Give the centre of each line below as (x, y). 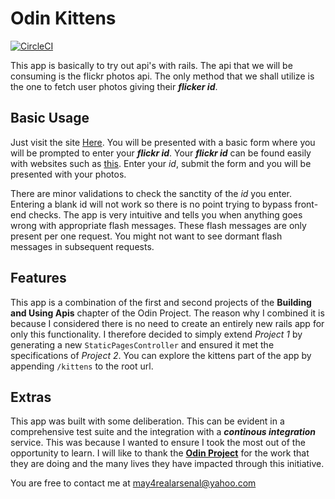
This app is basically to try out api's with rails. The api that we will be (151, 65)
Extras (31, 397)
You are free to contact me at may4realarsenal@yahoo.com (133, 483)
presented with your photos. (68, 174)
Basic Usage (50, 118)
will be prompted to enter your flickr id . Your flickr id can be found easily (161, 153)
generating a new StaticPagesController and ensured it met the (142, 344)
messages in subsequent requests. (82, 246)
